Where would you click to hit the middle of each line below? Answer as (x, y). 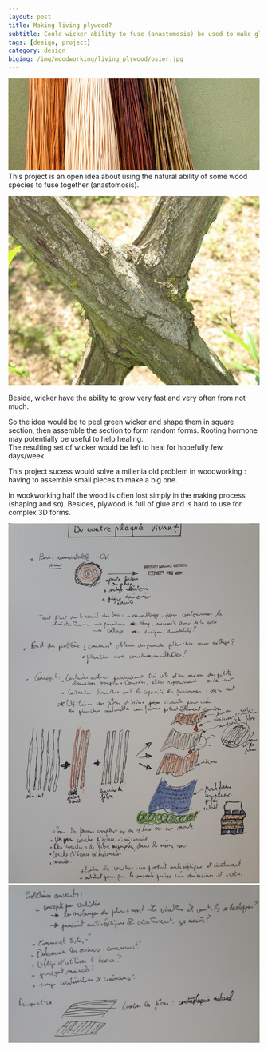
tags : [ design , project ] (49, 42)
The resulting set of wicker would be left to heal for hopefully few (116, 447)
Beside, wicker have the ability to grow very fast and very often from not (127, 398)
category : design (37, 51)
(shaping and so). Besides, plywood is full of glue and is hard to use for (125, 503)
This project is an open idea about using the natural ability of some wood (128, 176)
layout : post (30, 17)
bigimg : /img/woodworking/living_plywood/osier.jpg (96, 59)
